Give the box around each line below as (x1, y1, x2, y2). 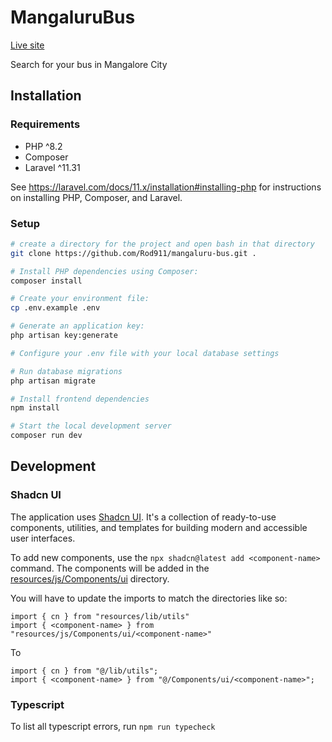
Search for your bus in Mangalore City (10, 58, 168, 70)
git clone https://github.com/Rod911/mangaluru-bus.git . (10, 248, 257, 258)
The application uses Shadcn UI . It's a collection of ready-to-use (10, 511, 277, 523)
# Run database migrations (10, 366, 123, 376)
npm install (10, 403, 60, 413)
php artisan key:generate (10, 331, 118, 341)
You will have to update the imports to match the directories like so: (10, 592, 288, 604)
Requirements (10, 117, 81, 131)
